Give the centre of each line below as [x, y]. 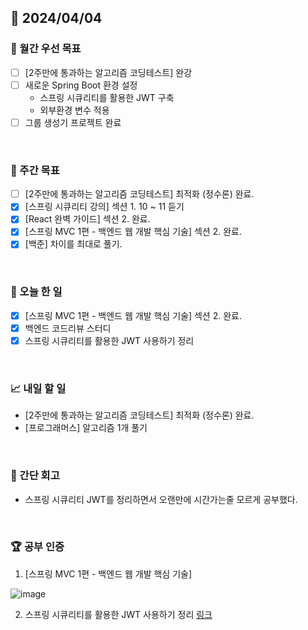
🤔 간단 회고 [35, 476]
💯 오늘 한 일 [36, 292]
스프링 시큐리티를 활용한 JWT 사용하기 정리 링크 [118, 614]
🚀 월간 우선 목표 [46, 49]
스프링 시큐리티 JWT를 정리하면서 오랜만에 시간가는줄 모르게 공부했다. [161, 499]
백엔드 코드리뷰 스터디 [68, 328]
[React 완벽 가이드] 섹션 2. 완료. [87, 219]
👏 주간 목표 [35, 170]
